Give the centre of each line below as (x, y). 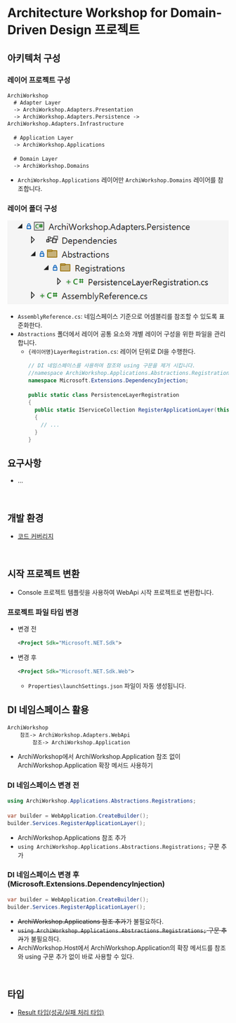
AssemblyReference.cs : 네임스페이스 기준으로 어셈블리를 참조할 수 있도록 (117, 316)
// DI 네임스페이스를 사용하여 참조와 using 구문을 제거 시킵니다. (112, 365)
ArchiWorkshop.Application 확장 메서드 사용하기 (85, 765)
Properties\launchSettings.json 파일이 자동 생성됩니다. (107, 685)
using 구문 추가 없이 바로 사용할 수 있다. (80, 956)
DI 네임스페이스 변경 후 (43, 875)
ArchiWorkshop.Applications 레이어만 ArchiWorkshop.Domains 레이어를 (117, 180)
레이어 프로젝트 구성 (39, 80)
